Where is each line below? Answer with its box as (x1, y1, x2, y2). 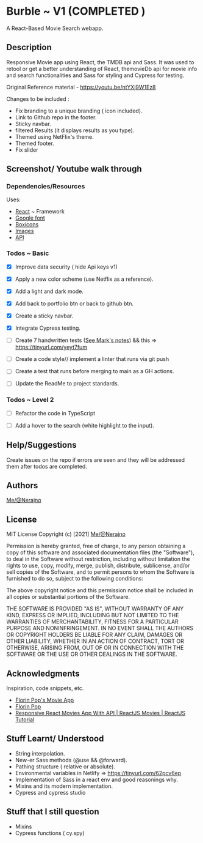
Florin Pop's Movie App (15, 696, 74, 704)
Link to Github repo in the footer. (15, 113, 97, 121)
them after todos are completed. (6, 462, 87, 470)
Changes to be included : (6, 95, 69, 102)
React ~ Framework (15, 208, 65, 215)
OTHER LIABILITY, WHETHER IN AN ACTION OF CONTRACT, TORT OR (6, 637, 184, 645)
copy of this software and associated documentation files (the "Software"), (6, 549, 195, 556)
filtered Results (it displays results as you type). (15, 127, 135, 134)
